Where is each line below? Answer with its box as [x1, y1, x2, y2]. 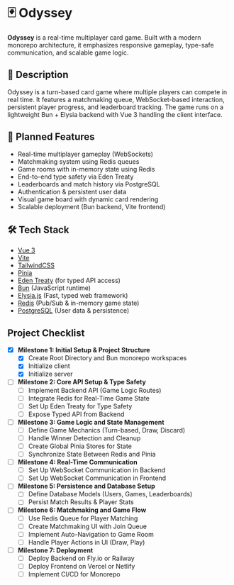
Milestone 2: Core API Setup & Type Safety [17, 378, 147, 386]
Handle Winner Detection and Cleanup [28, 433, 141, 442]
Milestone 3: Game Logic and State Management [17, 418, 165, 426]
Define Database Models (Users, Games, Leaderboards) [28, 490, 193, 498]
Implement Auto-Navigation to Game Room [28, 530, 154, 538]
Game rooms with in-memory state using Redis [17, 165, 155, 173]
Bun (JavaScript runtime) [17, 284, 91, 292]
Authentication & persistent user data [17, 187, 127, 196]
